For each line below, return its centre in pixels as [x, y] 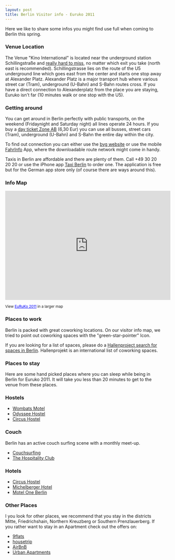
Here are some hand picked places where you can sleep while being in [78, 374]
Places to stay [22, 363]
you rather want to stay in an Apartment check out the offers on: [71, 527]
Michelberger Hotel [32, 487]
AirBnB [20, 547]
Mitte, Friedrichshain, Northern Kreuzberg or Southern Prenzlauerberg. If [80, 522]
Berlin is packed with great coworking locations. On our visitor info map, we [83, 330]
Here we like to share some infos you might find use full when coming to [79, 28]
